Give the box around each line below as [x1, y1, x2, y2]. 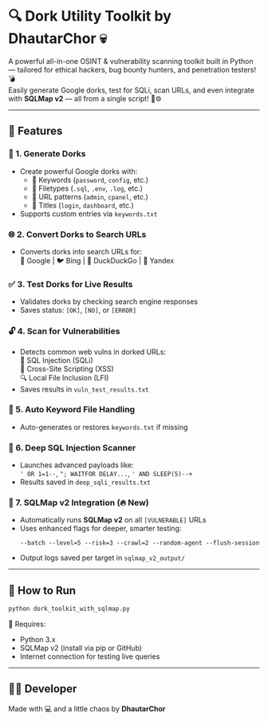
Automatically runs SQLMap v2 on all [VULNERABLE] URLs [19, 515, 207, 525]
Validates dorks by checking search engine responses [19, 297, 198, 306]
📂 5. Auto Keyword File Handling [8, 404, 136, 416]
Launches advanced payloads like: [19, 460, 134, 470]
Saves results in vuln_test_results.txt [19, 384, 149, 394]
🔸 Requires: [8, 620, 46, 629]
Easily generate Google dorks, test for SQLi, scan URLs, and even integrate [8, 85, 255, 95]
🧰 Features [8, 124, 63, 138]
